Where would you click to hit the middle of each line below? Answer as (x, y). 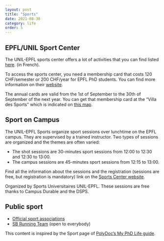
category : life (21, 23)
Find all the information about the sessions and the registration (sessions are (82, 171)
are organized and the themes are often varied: (53, 142)
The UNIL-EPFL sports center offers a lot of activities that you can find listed (82, 59)
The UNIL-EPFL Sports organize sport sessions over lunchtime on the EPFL (81, 132)
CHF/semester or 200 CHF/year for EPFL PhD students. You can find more (80, 79)
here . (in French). (23, 65)
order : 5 (14, 28)
